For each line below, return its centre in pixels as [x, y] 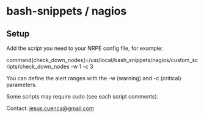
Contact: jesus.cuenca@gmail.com [50, 108]
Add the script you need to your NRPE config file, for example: [85, 48]
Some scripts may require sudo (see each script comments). [82, 96]
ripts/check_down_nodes [38, 66]
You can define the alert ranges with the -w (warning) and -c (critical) [94, 78]
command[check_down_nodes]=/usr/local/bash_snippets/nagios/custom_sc [102, 60]
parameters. [22, 85]
